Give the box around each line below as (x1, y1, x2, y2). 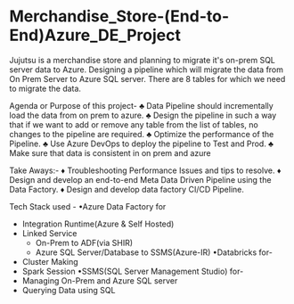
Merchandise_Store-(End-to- (9, 6, 230, 27)
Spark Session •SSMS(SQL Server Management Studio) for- (21, 266, 244, 276)
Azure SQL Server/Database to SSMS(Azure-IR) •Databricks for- (35, 247, 274, 258)
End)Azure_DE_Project (9, 25, 181, 45)
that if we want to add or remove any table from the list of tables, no (9, 119, 258, 130)
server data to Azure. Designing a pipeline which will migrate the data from (9, 64, 283, 75)
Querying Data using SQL (21, 284, 116, 295)
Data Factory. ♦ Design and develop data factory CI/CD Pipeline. (9, 184, 245, 194)
